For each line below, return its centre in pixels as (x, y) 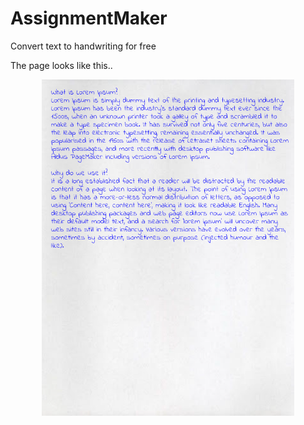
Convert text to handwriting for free (83, 46)
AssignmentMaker (89, 18)
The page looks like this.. (61, 65)
